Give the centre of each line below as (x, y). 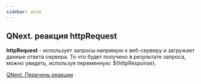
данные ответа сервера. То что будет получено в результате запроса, (96, 57)
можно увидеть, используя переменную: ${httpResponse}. (81, 63)
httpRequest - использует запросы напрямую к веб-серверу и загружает (100, 50)
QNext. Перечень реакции (40, 75)
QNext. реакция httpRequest (62, 36)
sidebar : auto (24, 12)
